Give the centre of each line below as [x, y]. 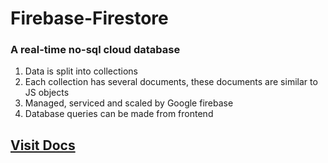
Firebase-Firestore [89, 18]
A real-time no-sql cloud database [95, 50]
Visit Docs [43, 145]
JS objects [47, 93]
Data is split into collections [81, 71]
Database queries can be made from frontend [119, 114]
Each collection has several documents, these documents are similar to [171, 82]
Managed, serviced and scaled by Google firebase [129, 103]
